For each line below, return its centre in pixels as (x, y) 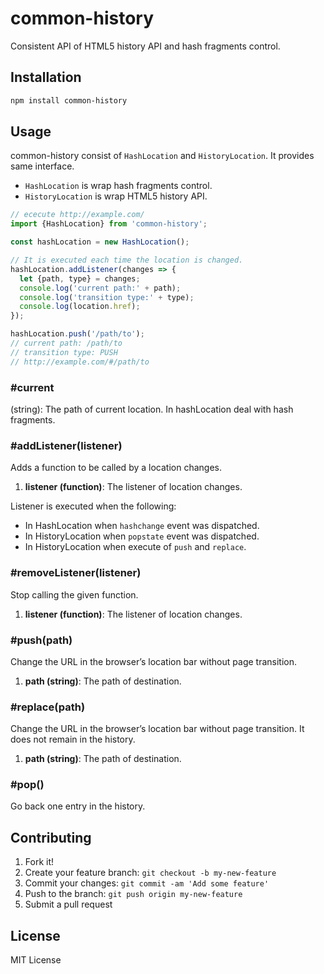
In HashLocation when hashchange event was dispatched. (142, 526)
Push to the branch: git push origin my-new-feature (133, 894)
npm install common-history (69, 100)
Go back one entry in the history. (78, 806)
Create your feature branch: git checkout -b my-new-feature (150, 873)
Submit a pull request (68, 904)
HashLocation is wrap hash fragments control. (118, 186)
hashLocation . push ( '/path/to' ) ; (77, 334)
